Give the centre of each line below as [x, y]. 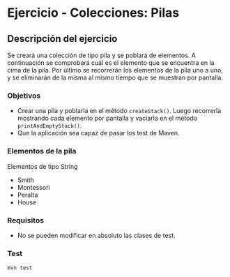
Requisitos [25, 220]
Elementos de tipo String [43, 166]
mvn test [20, 268]
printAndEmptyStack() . [49, 126]
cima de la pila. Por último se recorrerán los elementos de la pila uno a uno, [115, 70]
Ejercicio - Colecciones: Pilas [93, 13]
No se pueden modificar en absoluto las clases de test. [96, 235]
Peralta [28, 195]
